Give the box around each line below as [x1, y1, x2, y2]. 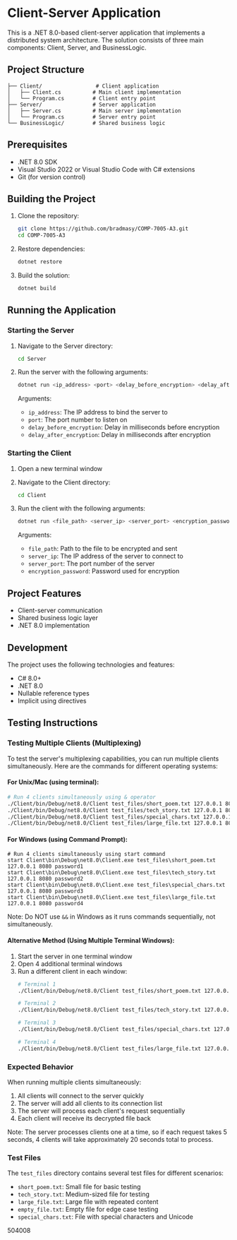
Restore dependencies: [17, 245, 85, 254]
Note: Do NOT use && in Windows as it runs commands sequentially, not [7, 912, 216, 921]
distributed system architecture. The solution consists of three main [7, 35, 204, 44]
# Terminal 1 [17, 980, 56, 988]
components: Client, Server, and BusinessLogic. [7, 43, 147, 52]
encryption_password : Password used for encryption [28, 567, 180, 576]
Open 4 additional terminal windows [17, 959, 123, 968]
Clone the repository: [17, 212, 80, 220]
